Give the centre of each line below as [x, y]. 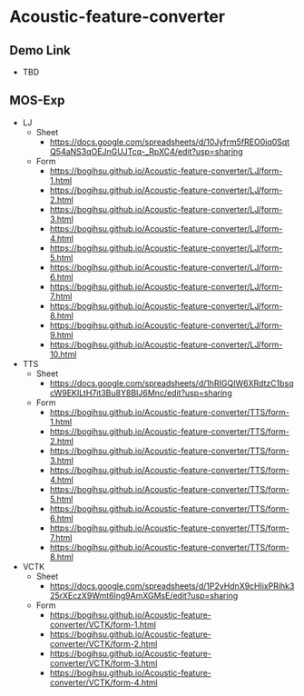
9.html [62, 334]
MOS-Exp [37, 100]
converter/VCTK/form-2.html [103, 643]
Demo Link [40, 50]
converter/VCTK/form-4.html [103, 682]
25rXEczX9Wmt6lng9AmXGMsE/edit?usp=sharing [144, 595]
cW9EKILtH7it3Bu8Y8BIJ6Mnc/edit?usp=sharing [141, 393]
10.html [63, 354]
